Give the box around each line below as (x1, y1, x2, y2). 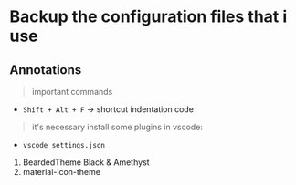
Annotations (9, 62, 82, 77)
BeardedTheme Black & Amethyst (22, 157, 150, 168)
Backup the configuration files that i (9, 6, 288, 27)
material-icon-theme (22, 167, 100, 177)
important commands (31, 87, 113, 97)
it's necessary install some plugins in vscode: (31, 121, 204, 132)
